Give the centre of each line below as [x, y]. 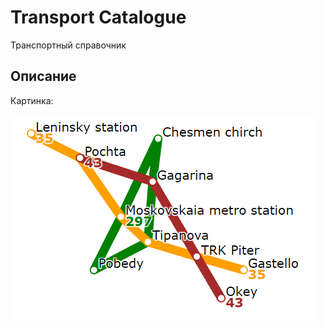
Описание [43, 76]
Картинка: [32, 100]
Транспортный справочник [68, 45]
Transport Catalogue [98, 17]
